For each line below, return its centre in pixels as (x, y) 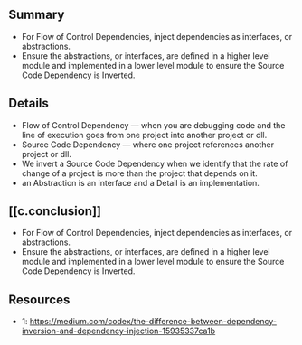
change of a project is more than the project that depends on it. (140, 173)
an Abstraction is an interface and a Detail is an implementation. (140, 182)
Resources (39, 299)
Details (28, 103)
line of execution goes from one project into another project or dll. (144, 135)
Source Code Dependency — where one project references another (148, 145)
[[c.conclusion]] (55, 211)
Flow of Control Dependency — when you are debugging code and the (153, 125)
